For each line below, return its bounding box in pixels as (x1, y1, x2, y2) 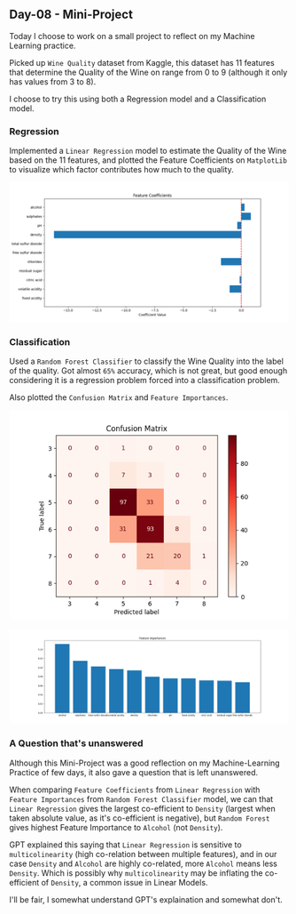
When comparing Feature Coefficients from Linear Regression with (9, 784, 261, 795)
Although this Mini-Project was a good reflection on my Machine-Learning (9, 758, 281, 768)
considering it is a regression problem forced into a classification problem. (9, 375, 281, 386)
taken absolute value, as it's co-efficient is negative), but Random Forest (9, 813, 270, 823)
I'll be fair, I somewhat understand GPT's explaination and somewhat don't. (9, 894, 284, 905)
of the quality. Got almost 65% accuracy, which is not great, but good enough (9, 365, 288, 376)
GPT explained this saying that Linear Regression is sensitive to (9, 839, 242, 850)
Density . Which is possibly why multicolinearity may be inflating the (9, 867, 263, 878)
